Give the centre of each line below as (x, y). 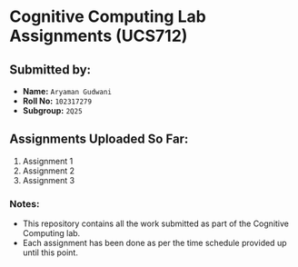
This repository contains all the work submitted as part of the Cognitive (155, 223)
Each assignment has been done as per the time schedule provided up (154, 243)
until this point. (50, 252)
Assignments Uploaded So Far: (99, 139)
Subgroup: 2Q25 (53, 110)
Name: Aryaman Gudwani (67, 91)
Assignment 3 (49, 180)
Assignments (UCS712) (99, 36)
